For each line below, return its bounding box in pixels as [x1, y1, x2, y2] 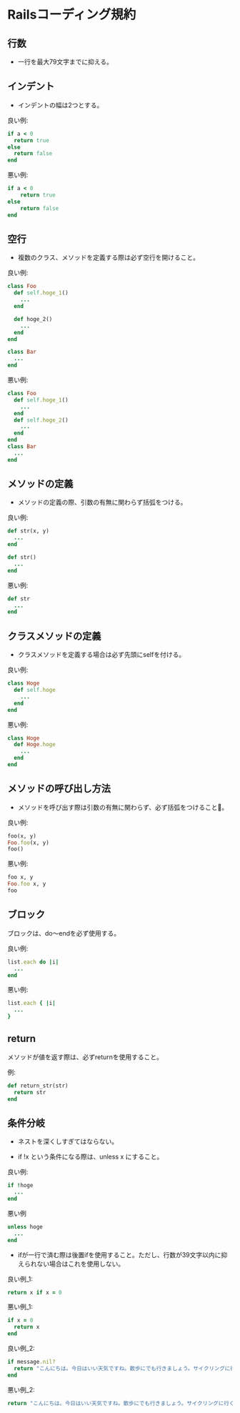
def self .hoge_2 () [14, 416, 69, 424]
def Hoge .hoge [14, 741, 56, 748]
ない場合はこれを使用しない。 [36, 1259, 125, 1268]
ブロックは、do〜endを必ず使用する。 [7, 928, 120, 937]
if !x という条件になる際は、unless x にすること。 [17, 1152, 164, 1161]
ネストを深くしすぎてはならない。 [17, 1137, 119, 1146]
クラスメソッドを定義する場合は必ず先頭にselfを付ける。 [17, 650, 186, 659]
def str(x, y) [7, 527, 50, 535]
